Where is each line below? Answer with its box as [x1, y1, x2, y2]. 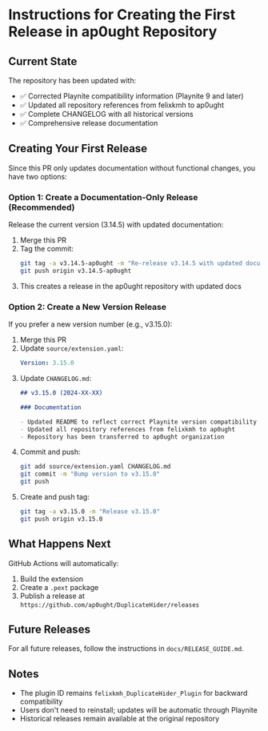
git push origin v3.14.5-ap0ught [19, 267, 132, 275]
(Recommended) [8, 202, 75, 213]
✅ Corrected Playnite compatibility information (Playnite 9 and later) [19, 91, 244, 101]
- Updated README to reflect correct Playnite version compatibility [19, 418, 258, 426]
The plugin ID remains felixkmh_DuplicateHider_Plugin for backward [19, 689, 248, 698]
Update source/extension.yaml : [19, 343, 124, 353]
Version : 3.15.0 [19, 359, 74, 368]
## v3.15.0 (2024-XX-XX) [19, 389, 103, 397]
